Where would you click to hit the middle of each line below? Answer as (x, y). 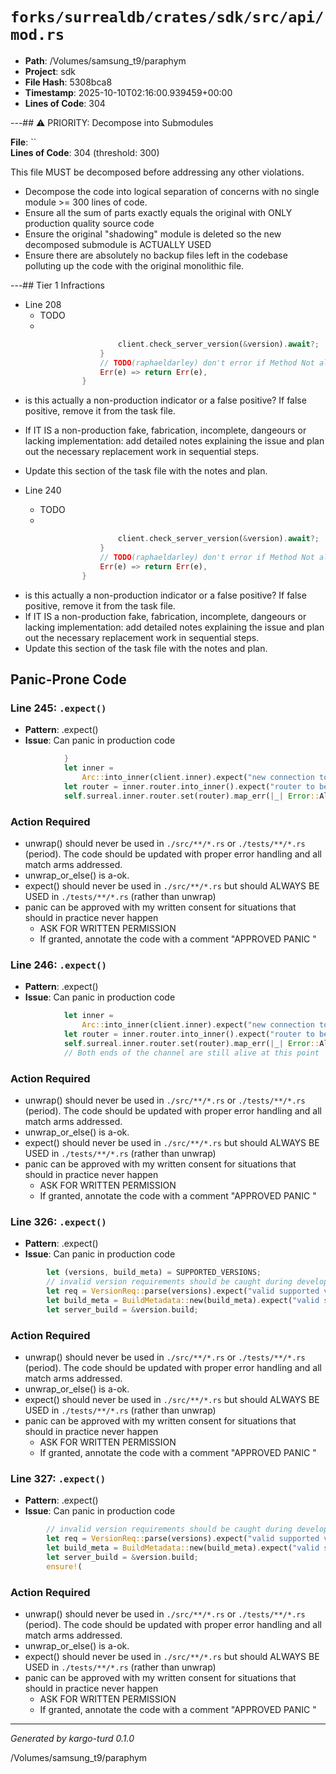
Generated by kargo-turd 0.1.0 (72, 1738)
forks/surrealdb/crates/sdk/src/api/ (167, 17)
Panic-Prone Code (68, 679)
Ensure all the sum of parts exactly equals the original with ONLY (158, 212)
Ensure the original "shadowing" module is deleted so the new (153, 234)
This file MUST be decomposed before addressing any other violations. (157, 172)
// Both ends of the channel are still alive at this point (191, 1053)
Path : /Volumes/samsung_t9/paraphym (105, 60)
